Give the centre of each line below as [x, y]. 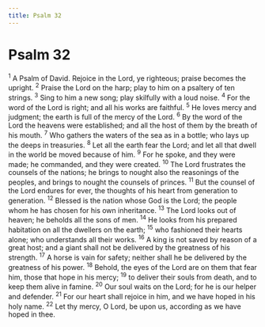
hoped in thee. [32, 314]
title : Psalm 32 [35, 15]
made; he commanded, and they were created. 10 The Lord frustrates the [127, 163]
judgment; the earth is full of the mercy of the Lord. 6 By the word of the [125, 116]
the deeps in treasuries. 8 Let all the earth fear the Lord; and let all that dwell [132, 144]
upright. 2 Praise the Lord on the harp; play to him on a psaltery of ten [122, 87]
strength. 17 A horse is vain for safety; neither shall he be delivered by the [128, 257]
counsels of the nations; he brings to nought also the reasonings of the [124, 173]
